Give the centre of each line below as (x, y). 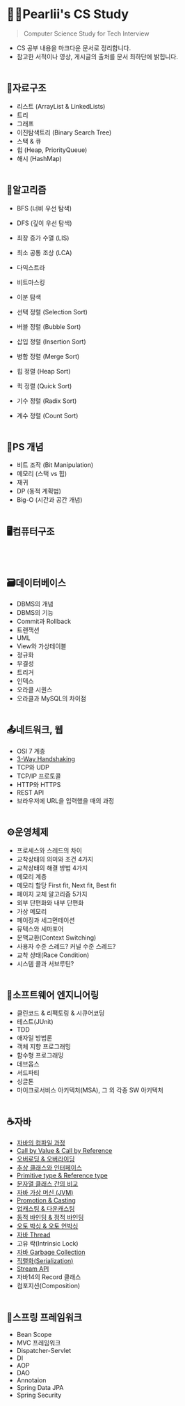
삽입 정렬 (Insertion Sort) (51, 342)
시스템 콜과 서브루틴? (45, 963)
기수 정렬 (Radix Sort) (47, 401)
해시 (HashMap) (39, 158)
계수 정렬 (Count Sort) (47, 415)
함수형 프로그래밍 (40, 1055)
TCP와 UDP (33, 767)
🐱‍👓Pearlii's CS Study (68, 14)
